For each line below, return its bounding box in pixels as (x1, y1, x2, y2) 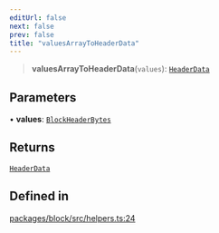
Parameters (9, 90, 77, 105)
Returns (9, 140, 56, 155)
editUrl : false (9, 13, 67, 23)
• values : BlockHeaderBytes (9, 114, 111, 125)
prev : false (9, 30, 54, 39)
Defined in (9, 189, 70, 204)
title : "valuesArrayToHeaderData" (9, 38, 140, 48)
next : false (9, 22, 54, 31)
